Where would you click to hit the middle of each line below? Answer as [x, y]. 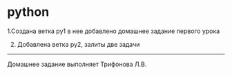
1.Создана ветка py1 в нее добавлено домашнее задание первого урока [114, 31]
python [28, 12]
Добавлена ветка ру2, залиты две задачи [78, 44]
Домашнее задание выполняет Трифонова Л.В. [77, 64]
